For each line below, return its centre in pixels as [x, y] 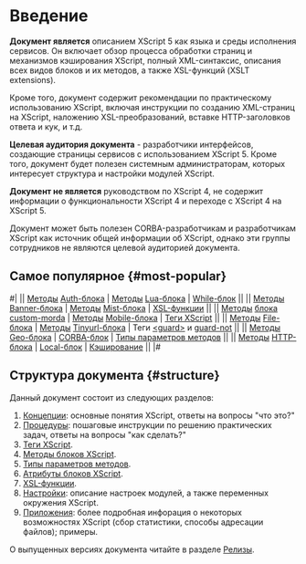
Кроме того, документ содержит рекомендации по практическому [141, 98]
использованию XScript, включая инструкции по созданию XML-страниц [152, 107]
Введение [49, 16]
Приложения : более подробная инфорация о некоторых [132, 512]
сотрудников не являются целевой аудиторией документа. [125, 247]
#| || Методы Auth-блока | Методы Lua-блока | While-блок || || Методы [147, 298]
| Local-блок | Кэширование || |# [98, 347]
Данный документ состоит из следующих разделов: [112, 397]
